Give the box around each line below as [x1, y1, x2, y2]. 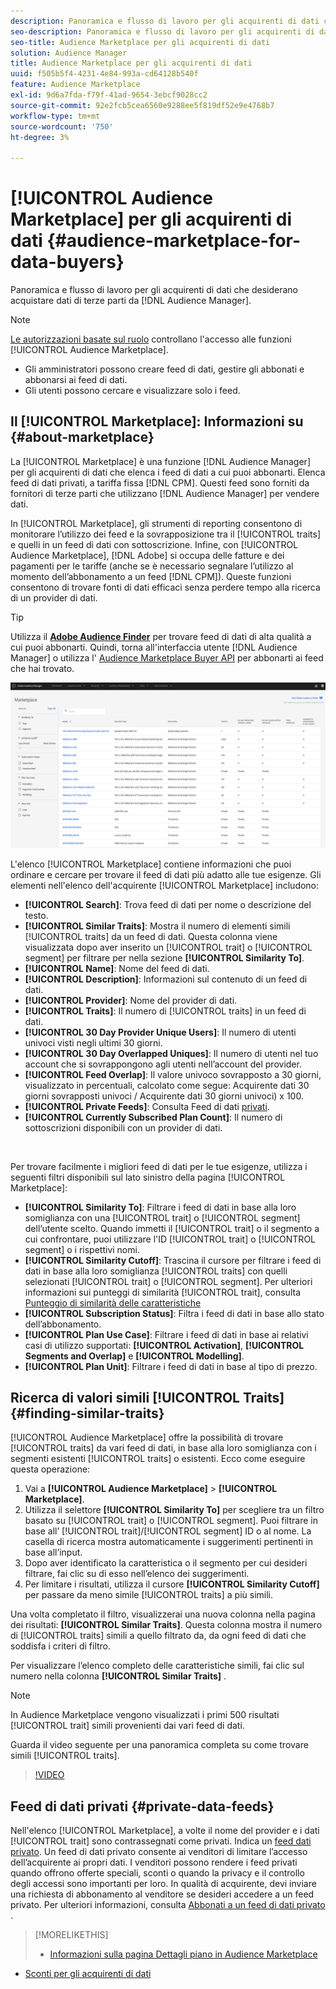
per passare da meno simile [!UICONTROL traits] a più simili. [24, 1589, 274, 1601]
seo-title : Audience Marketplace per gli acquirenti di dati [10, 37, 271, 47]
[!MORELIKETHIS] [34, 1929, 109, 1941]
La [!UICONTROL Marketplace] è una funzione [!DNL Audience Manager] [10, 455, 311, 467]
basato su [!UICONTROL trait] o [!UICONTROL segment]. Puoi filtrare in [24, 1515, 318, 1527]
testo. [24, 909, 49, 921]
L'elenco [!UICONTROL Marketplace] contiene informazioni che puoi [10, 858, 292, 870]
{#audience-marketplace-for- [46, 230, 302, 252]
